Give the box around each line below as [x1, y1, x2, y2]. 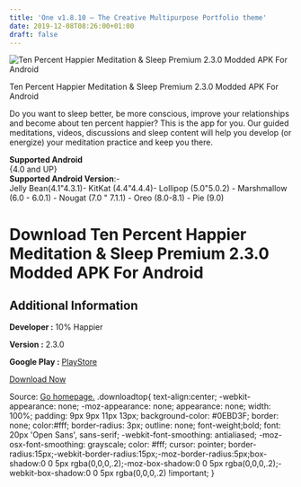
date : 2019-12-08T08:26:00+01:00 [9, 22, 135, 31]
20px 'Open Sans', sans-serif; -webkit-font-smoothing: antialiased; [9, 429, 258, 440]
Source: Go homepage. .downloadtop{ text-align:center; [9, 392, 217, 403]
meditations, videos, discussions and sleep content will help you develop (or [9, 128, 292, 138]
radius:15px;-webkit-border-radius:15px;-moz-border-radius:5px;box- [9, 448, 268, 459]
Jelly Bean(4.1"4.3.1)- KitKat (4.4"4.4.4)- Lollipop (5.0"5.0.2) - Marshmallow [9, 183, 288, 194]
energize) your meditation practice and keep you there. [9, 137, 214, 148]
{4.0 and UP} [9, 164, 58, 175]
